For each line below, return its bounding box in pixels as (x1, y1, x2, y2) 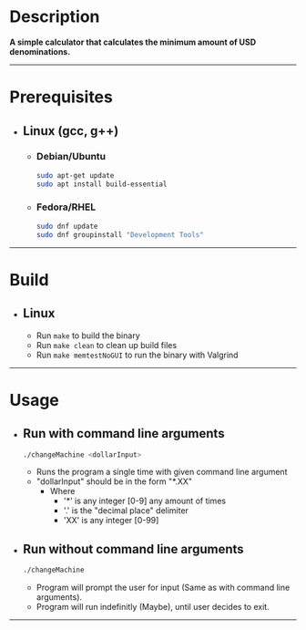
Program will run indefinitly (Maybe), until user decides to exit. (36, 602, 270, 613)
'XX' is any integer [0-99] (63, 515, 159, 526)
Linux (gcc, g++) (22, 123, 119, 139)
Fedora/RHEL (36, 201, 97, 213)
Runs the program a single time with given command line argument (36, 467, 288, 478)
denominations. (9, 46, 71, 57)
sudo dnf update (36, 222, 98, 231)
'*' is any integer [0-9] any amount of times (63, 495, 226, 507)
